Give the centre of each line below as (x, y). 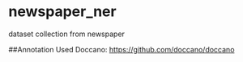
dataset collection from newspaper (67, 34)
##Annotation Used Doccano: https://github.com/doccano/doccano (122, 49)
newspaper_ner (62, 12)
